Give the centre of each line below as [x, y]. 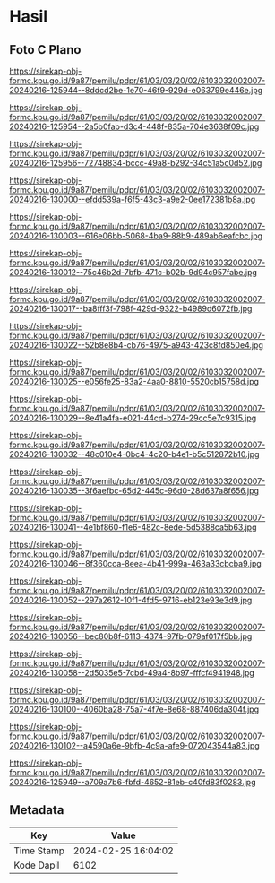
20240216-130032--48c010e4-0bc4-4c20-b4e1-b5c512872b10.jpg [134, 454]
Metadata [37, 810]
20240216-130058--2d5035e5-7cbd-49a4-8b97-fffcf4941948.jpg [132, 673]
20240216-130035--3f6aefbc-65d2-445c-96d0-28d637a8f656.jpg [134, 491]
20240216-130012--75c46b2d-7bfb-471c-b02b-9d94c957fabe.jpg [133, 272]
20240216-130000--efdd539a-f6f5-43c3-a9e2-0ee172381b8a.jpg [133, 199]
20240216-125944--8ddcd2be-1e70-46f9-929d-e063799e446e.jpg [136, 90]
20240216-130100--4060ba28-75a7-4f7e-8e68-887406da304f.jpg [134, 709]
